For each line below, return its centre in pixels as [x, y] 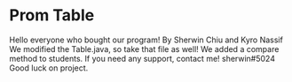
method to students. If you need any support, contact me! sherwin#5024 [142, 58]
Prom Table [52, 15]
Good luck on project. [49, 68]
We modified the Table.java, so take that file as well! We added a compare [144, 48]
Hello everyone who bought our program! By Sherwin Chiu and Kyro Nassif [146, 40]
